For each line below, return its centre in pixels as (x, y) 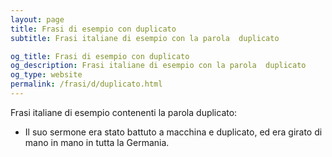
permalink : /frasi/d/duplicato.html (86, 84)
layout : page (37, 19)
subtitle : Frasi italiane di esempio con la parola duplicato (145, 38)
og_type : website (46, 75)
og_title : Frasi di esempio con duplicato (100, 56)
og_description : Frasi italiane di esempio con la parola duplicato (158, 66)
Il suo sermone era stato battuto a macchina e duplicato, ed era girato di (173, 132)
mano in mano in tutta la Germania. (97, 142)
